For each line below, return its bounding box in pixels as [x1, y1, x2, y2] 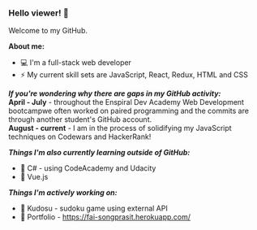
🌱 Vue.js [19, 172, 49, 182]
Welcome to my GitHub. [8, 26, 88, 36]
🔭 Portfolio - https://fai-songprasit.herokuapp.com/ [19, 212, 191, 222]
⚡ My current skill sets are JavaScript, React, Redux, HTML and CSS [19, 70, 249, 80]
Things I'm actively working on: [8, 188, 118, 197]
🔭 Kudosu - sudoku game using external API [19, 203, 168, 214]
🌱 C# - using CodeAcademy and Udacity [19, 163, 156, 173]
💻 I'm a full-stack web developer [19, 58, 132, 67]
